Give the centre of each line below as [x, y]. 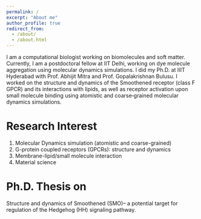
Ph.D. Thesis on [46, 187]
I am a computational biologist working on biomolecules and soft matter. [96, 57]
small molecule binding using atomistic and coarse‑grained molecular [93, 95]
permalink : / [23, 12]
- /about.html [29, 40]
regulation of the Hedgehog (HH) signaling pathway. [71, 209]
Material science [36, 162]
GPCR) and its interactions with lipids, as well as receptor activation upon [97, 89]
